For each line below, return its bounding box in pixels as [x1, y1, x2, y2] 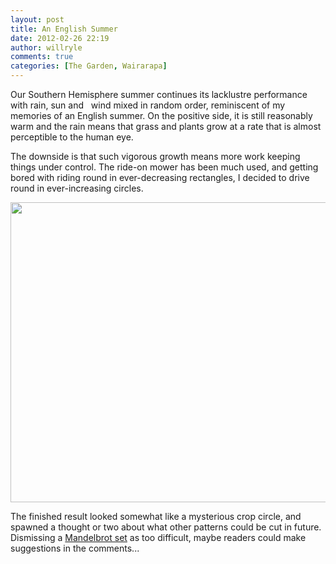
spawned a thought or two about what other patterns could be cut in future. [10, 521, 322, 533]
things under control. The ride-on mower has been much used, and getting [10, 161, 319, 173]
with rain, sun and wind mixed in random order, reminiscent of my [10, 99, 286, 111]
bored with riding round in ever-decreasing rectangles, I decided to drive [10, 172, 310, 183]
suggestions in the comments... [10, 542, 140, 554]
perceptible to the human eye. [10, 131, 134, 143]
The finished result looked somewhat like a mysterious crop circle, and [10, 511, 302, 522]
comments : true [10, 52, 74, 62]
